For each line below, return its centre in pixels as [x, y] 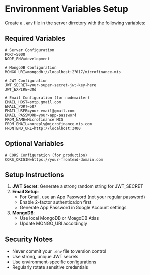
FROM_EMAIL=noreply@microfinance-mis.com [49, 124]
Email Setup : [26, 192]
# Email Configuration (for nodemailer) [48, 98]
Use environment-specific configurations [54, 262]
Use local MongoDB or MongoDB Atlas [59, 218]
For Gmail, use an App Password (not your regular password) [82, 197]
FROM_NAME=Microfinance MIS [34, 120]
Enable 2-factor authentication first [56, 202]
